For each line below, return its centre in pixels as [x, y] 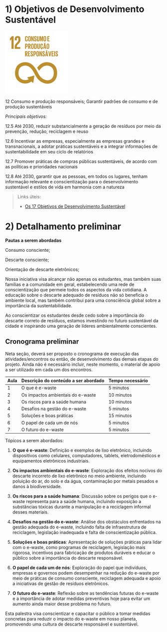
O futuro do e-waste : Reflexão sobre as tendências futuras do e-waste [85, 594]
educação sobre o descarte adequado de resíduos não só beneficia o [77, 295]
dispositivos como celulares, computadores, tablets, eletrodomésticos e [86, 456]
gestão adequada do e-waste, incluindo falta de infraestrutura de [79, 527]
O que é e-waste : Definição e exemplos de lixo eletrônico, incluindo [82, 450]
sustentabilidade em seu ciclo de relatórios [49, 151]
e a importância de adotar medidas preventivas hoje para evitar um [81, 599]
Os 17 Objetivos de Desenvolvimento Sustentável [75, 206]
